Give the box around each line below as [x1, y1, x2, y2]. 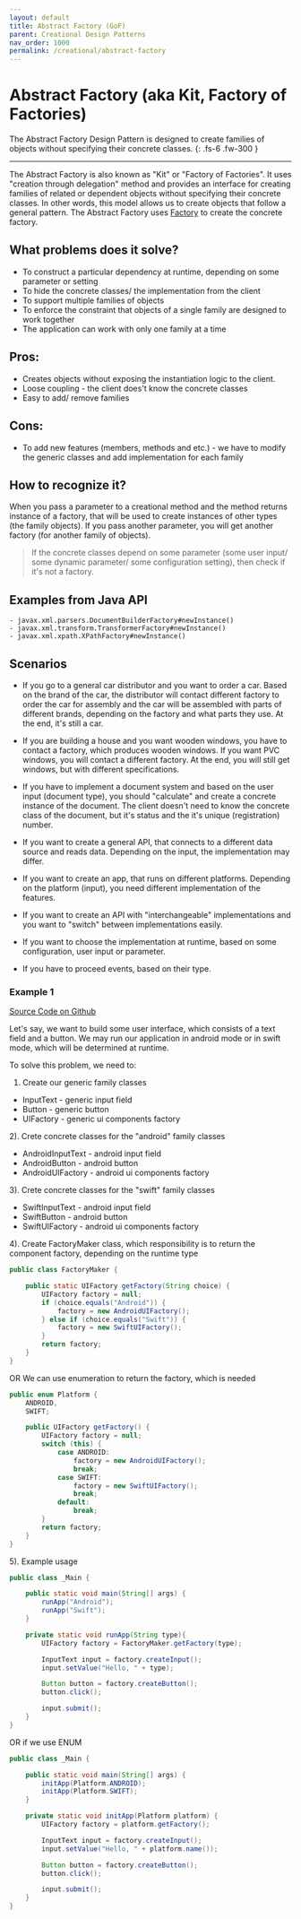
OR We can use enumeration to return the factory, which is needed [9, 1372, 256, 1383]
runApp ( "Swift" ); [41, 1606, 106, 1615]
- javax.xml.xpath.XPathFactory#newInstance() [9, 632, 186, 641]
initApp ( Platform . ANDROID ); [41, 1778, 146, 1788]
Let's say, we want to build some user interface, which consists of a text [9, 1024, 276, 1034]
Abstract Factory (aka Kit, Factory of [9, 85, 288, 106]
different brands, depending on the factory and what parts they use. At [21, 708, 284, 719]
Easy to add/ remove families [21, 392, 130, 403]
